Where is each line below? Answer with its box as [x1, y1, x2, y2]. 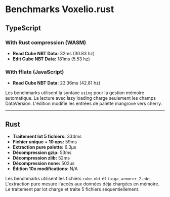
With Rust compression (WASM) [5, 39, 87, 46]
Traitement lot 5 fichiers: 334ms [12, 133, 82, 139]
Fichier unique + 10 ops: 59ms [12, 138, 77, 145]
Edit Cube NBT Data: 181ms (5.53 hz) [12, 56, 90, 62]
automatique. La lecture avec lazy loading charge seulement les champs [5, 95, 156, 101]
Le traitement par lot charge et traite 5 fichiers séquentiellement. [5, 186, 140, 192]
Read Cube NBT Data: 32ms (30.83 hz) [12, 50, 95, 56]
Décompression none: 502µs [12, 160, 75, 166]
